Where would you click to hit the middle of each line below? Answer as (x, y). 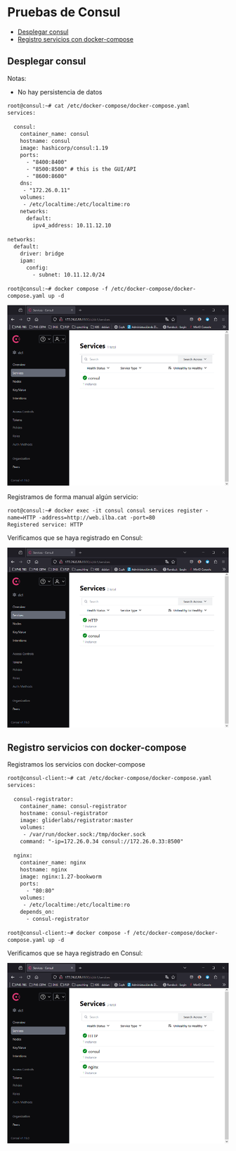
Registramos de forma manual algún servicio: (73, 496)
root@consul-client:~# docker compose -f (69, 933)
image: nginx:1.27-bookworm (61, 877)
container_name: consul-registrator (74, 807)
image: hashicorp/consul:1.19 (64, 148)
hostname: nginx (44, 870)
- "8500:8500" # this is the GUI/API (81, 169)
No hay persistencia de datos (60, 92)
